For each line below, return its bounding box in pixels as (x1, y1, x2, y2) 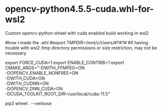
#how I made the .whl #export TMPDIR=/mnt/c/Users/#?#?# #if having (5, 39, 148, 45)
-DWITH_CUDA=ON (5, 75, 45, 81)
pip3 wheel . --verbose (5, 100, 52, 106)
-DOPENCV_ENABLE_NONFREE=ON (5, 70, 79, 76)
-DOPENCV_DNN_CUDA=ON (5, 85, 63, 91)
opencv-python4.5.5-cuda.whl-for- (5, 3, 154, 15)
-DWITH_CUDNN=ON (5, 80, 49, 86)
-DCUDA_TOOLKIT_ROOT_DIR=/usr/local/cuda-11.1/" (5, 91, 110, 97)
